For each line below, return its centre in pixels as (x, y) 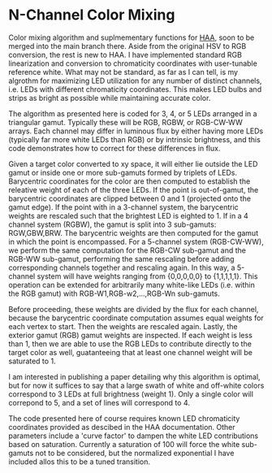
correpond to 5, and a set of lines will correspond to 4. (99, 402)
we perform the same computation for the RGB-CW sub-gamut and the (127, 250)
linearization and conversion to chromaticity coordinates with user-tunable (133, 63)
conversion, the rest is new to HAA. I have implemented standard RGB (125, 54)
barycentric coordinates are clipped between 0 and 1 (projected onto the (130, 198)
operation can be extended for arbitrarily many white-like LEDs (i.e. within (132, 284)
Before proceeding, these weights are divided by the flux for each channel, (134, 309)
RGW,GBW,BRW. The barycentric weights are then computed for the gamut (133, 232)
